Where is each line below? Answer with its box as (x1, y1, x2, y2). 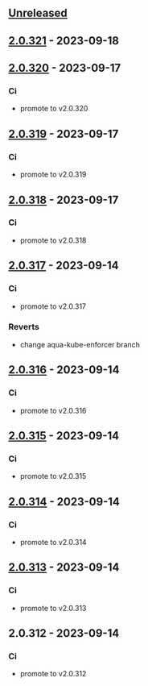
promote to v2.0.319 (19, 169, 87, 180)
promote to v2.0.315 (19, 472, 87, 481)
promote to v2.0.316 (19, 405, 87, 415)
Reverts (8, 322, 40, 333)
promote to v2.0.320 (19, 104, 88, 114)
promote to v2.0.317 (19, 301, 87, 311)
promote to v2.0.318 (19, 235, 87, 245)
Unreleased (8, 6, 68, 20)
